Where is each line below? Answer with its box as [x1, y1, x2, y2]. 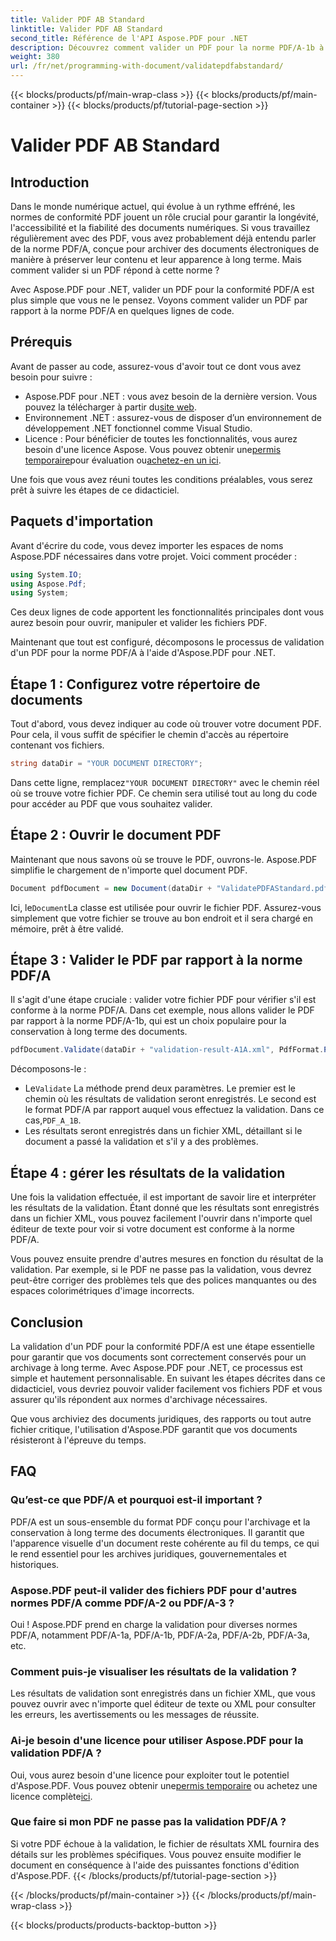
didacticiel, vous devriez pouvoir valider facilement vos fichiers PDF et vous [10, 1382, 323, 1395]
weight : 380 [10, 52, 60, 62]
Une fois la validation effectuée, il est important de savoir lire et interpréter [10, 1191, 317, 1203]
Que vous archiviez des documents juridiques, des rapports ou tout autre [10, 1412, 312, 1425]
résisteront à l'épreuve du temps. [10, 1434, 147, 1446]
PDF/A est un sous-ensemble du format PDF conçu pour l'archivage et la [10, 1516, 311, 1528]
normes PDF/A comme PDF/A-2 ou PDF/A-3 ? [10, 1596, 235, 1610]
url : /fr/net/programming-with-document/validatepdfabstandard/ [10, 61, 284, 71]
